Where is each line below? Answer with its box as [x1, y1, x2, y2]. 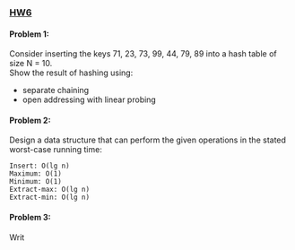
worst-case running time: [9, 144, 103, 155]
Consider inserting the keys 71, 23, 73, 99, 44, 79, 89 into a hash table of [9, 48, 277, 59]
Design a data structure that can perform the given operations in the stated [9, 134, 287, 145]
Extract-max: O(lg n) [9, 185, 91, 194]
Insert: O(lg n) [9, 161, 70, 171]
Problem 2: [9, 115, 51, 125]
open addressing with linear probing [22, 94, 157, 105]
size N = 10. [9, 58, 53, 69]
